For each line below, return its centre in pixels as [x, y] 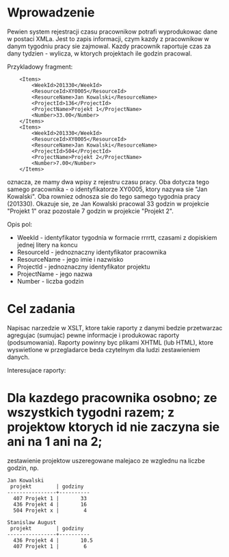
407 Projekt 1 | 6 [50, 546]
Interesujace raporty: [37, 370]
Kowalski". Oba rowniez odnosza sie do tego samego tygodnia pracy [104, 196]
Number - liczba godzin [50, 281]
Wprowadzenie [51, 13]
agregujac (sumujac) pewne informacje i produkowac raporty [93, 335]
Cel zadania [41, 309]
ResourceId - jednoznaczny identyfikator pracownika [92, 252]
